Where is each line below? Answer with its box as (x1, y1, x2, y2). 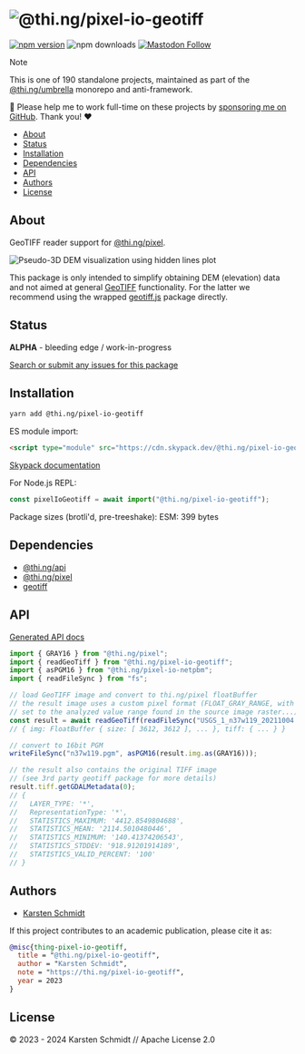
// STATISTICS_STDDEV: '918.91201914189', (9, 842, 181, 851)
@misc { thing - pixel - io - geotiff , (9, 942, 128, 952)
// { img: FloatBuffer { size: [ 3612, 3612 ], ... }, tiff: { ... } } (9, 724, 286, 734)
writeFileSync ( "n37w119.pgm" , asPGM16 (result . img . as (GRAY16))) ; (9, 749, 258, 758)
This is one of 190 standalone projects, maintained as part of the (9, 73, 251, 85)
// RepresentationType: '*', (9, 807, 128, 816)
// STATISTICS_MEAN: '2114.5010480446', (9, 825, 172, 834)
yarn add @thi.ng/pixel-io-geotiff (9, 409, 144, 419)
